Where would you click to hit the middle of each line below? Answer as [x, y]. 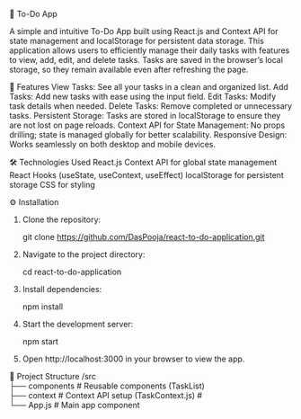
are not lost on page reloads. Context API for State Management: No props [147, 125]
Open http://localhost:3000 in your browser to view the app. [133, 359]
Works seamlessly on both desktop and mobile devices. [112, 144]
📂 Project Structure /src [53, 376]
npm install [43, 307]
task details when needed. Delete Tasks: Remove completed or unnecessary [151, 106]
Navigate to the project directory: [84, 254]
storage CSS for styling [53, 185]
